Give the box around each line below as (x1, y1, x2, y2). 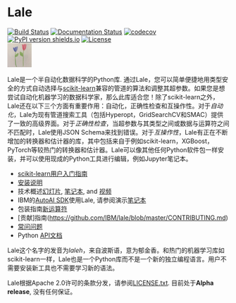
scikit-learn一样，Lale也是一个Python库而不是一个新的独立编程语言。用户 (7, 254, 221, 263)
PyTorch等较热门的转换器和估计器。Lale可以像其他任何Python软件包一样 (7, 145, 218, 154)
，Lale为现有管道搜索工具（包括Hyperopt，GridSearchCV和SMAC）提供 (13, 110, 224, 118)
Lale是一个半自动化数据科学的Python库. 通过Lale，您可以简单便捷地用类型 (7, 75, 223, 83)
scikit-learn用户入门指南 (17, 169, 88, 178)
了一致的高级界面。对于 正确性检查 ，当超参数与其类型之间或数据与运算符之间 (7, 119, 230, 128)
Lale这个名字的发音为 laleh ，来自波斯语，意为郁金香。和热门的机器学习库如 (7, 246, 225, 254)
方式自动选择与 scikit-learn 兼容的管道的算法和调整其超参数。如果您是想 (19, 84, 225, 92)
